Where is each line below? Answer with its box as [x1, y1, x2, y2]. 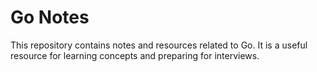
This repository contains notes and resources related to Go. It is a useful [10, 39, 308, 51]
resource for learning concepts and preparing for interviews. [10, 49, 260, 61]
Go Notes [10, 6, 90, 29]
